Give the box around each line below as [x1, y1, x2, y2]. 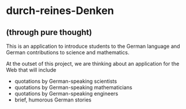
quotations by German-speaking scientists [14, 78, 117, 85]
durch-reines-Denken [6, 4, 114, 17]
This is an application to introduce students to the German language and [6, 43, 180, 50]
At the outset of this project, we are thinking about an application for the [6, 60, 180, 67]
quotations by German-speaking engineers [14, 90, 119, 97]
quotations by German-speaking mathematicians [14, 84, 133, 91]
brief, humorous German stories [14, 96, 92, 103]
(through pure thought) [6, 27, 92, 37]
